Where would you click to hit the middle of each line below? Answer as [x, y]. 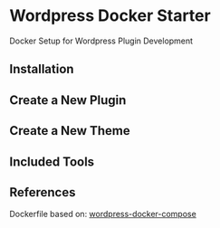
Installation [42, 69]
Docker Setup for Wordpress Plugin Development [101, 41]
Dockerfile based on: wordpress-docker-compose [103, 214]
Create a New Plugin [68, 100]
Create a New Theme [70, 131]
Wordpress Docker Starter [110, 16]
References [43, 192]
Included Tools [52, 161]
